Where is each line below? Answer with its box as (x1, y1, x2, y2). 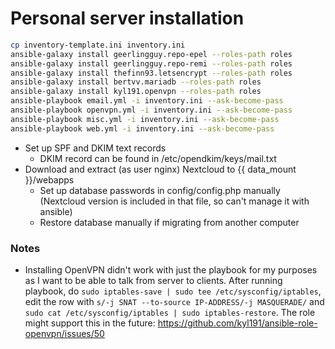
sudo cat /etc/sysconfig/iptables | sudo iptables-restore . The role (24, 306, 316, 318)
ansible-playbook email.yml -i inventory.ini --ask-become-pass (10, 96, 284, 106)
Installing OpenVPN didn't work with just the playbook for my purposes (24, 263, 318, 276)
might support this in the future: (24, 317, 156, 329)
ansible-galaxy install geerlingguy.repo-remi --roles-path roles (10, 58, 293, 69)
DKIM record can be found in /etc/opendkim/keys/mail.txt (39, 152, 277, 164)
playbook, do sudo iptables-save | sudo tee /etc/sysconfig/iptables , (24, 285, 322, 297)
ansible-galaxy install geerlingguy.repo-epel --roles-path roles (10, 49, 293, 59)
